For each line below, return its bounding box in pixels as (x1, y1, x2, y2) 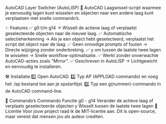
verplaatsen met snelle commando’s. (5, 15, 81, 21)
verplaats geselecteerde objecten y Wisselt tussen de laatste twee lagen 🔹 (5, 103, 158, 109)
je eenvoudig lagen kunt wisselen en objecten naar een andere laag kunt (5, 10, 154, 16)
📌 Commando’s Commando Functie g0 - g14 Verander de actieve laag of (5, 98, 154, 104)
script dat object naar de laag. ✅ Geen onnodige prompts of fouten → (5, 41, 148, 47)
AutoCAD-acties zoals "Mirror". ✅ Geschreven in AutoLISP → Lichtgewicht (5, 58, 158, 64)
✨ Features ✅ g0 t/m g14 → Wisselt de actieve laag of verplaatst (5, 25, 137, 31)
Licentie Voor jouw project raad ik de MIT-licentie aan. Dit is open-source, (5, 108, 157, 114)
